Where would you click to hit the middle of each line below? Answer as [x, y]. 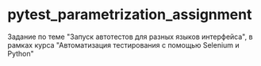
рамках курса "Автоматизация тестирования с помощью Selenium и [123, 45]
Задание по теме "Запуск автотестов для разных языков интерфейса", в [130, 37]
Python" [21, 53]
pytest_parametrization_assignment [130, 15]
